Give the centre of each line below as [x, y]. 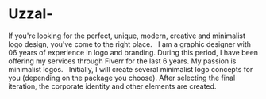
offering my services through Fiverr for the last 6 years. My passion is [122, 61]
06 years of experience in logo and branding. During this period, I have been [133, 52]
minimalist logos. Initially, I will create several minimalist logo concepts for [131, 69]
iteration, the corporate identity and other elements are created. [112, 86]
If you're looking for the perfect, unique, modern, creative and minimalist [127, 36]
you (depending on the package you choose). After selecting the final [122, 78]
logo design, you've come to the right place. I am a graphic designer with [130, 44]
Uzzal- [31, 14]
